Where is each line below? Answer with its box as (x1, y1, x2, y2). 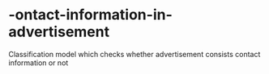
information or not (8, 58, 69, 68)
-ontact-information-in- (8, 6, 173, 24)
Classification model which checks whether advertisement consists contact (8, 49, 261, 59)
